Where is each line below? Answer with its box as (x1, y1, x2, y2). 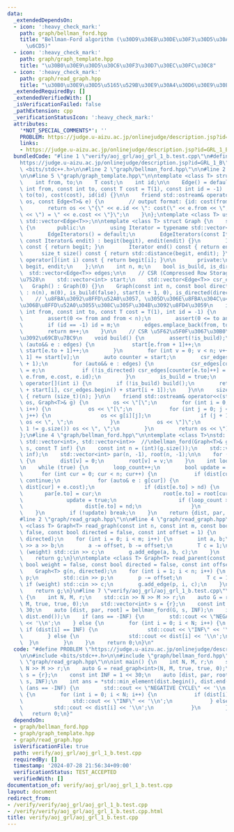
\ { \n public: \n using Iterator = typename (19, 224, 189, 231)
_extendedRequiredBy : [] (13, 88, 86, 95)
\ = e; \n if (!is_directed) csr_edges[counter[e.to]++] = (19, 367, 226, 374)
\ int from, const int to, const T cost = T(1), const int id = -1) (19, 186, 223, 192)
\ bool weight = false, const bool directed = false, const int (19, 561, 210, 568)
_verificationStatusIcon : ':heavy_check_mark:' (13, 114, 155, 121)
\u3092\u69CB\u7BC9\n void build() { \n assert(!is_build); (19, 334, 226, 342)
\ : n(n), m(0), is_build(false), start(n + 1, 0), (19, 289, 173, 296)
